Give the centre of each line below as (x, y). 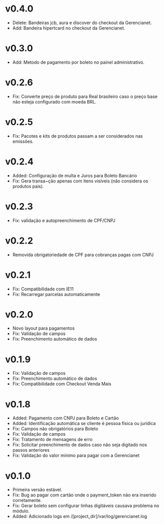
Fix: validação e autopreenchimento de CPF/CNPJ (64, 220)
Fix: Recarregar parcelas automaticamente (56, 294)
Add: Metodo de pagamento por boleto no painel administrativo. (78, 62)
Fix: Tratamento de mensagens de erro (52, 440)
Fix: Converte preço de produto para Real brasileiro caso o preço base (85, 96)
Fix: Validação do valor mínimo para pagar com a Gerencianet (76, 456)
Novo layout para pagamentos (43, 328)
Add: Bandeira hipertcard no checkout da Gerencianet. (69, 28)
